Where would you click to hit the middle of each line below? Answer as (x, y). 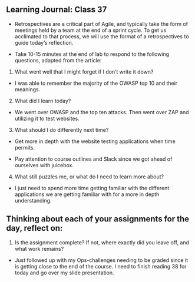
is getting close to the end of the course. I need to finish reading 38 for (100, 266)
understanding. (33, 200)
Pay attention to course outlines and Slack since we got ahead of (93, 159)
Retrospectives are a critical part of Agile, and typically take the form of (101, 24)
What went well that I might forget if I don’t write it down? (84, 72)
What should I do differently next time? (62, 130)
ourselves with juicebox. (44, 165)
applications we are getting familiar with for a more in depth (87, 194)
